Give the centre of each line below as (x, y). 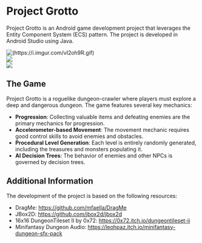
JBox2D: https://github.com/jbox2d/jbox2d (69, 214)
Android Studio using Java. (40, 41)
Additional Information (50, 181)
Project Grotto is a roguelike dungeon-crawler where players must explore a (101, 98)
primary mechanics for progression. (60, 123)
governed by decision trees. (50, 162)
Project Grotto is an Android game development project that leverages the (99, 28)
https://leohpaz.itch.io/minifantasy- (132, 227)
